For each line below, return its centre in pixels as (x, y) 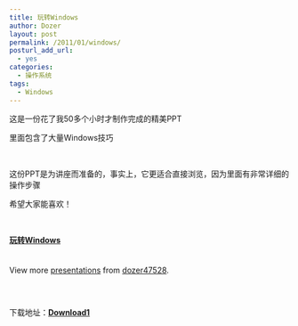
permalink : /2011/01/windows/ (65, 42)
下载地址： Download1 (50, 312)
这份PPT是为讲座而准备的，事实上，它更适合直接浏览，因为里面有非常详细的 (149, 174)
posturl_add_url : (41, 51)
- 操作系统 (35, 76)
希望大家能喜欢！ (40, 204)
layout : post (33, 34)
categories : (31, 68)
